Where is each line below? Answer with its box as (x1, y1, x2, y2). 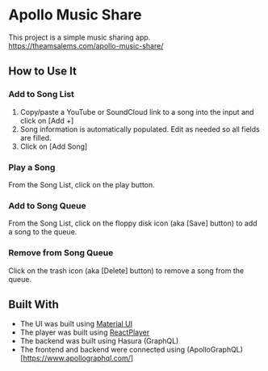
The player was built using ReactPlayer (19, 327, 150, 337)
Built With (8, 297, 59, 311)
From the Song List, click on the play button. (8, 179, 155, 189)
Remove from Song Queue (8, 247, 114, 259)
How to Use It (8, 65, 77, 78)
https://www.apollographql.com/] (23, 353, 134, 363)
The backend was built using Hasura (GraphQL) (19, 336, 179, 346)
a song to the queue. (8, 227, 77, 237)
